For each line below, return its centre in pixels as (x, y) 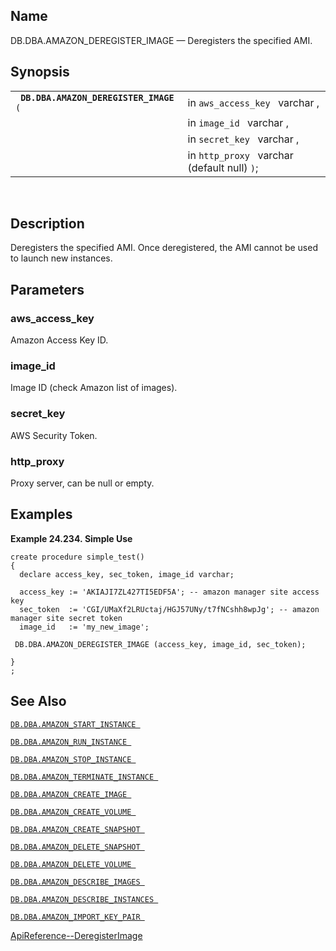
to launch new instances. (61, 258)
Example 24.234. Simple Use (71, 538)
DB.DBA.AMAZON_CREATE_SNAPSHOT (75, 829)
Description (47, 224)
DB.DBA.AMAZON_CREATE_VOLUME (71, 812)
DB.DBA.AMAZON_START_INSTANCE (73, 724)
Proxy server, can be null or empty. (82, 483)
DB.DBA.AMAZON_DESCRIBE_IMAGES (75, 882)
